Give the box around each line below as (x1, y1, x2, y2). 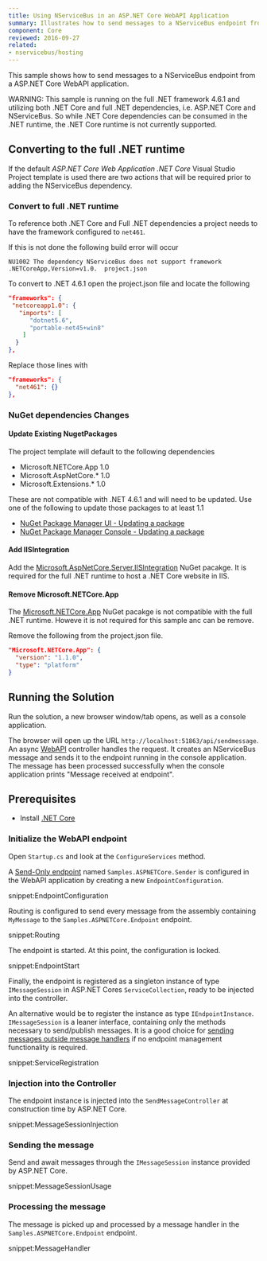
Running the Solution (8, 691, 115, 704)
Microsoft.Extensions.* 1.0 (19, 479, 106, 488)
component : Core (8, 26, 62, 34)
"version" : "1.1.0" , (15, 654, 83, 662)
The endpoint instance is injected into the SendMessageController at (8, 1096, 229, 1105)
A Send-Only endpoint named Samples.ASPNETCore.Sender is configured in (8, 866, 250, 876)
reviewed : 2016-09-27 (8, 33, 80, 42)
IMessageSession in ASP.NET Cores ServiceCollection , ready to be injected (8, 984, 254, 994)
